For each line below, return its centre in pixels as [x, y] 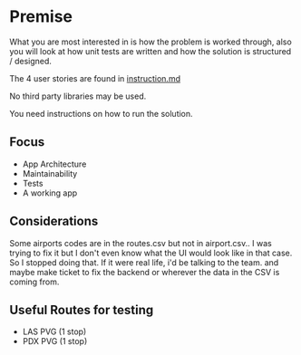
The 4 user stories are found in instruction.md [95, 78]
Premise [41, 17]
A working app [50, 193]
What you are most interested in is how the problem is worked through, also [150, 42]
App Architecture [54, 164]
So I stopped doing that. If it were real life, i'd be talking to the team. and [144, 262]
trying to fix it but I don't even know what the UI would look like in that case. [151, 253]
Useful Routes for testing [82, 310]
